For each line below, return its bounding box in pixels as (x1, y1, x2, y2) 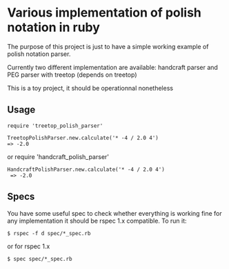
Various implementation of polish (7, 5, 202, 21)
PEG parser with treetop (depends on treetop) (7, 71, 137, 79)
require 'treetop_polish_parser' (7, 122, 103, 129)
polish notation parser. (7, 50, 71, 58)
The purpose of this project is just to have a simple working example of (7, 42, 209, 50)
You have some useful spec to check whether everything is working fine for (7, 209, 222, 217)
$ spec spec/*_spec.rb (7, 255, 72, 262)
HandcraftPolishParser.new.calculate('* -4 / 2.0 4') (7, 166, 166, 173)
